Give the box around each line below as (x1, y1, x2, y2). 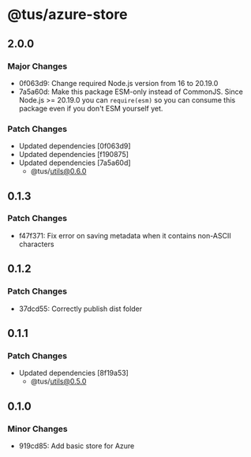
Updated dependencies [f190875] (18, 150, 129, 159)
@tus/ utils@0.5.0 (30, 376, 87, 386)
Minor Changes (7, 423, 68, 434)
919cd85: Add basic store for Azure (18, 440, 135, 451)
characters (18, 239, 54, 249)
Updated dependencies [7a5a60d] (18, 158, 131, 167)
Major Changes (7, 61, 68, 72)
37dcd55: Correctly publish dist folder (18, 304, 143, 313)
